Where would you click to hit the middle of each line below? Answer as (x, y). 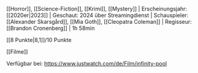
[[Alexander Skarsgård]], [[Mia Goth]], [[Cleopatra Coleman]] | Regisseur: (99, 22)
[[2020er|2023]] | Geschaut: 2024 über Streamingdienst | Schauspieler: (97, 15)
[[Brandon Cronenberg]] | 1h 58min (51, 28)
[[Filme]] (17, 52)
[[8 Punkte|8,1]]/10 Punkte (39, 40)
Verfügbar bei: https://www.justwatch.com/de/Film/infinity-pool (87, 64)
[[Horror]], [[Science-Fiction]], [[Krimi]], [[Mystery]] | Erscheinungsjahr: (97, 9)
